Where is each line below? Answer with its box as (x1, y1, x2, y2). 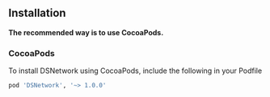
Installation (8, 6, 66, 20)
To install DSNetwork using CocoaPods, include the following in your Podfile (8, 66, 263, 75)
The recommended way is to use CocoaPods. (8, 27, 164, 37)
